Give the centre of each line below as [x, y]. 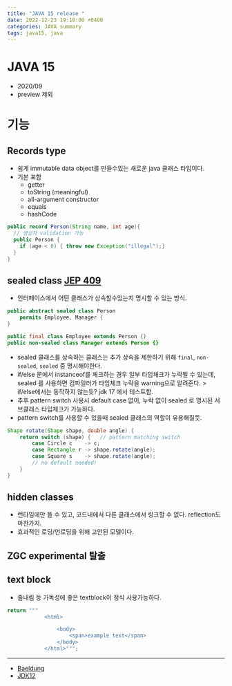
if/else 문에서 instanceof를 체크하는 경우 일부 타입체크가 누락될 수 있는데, [116, 374]
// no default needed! [65, 463]
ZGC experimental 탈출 [56, 556]
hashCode [42, 214]
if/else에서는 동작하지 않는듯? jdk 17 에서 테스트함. [85, 391]
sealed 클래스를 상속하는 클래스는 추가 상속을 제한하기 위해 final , [106, 357]
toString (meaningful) [58, 192]
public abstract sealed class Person [61, 311]
